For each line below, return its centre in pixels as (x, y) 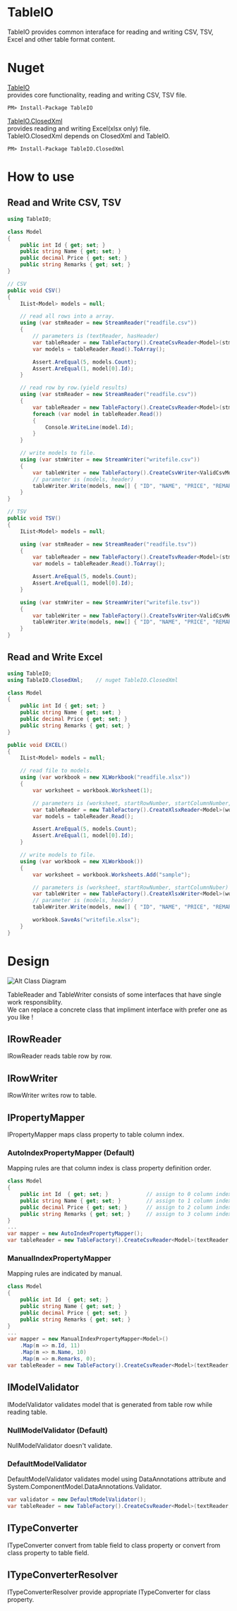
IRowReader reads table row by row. (60, 1056)
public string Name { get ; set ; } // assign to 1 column (116, 1201)
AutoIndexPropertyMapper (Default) (71, 1153)
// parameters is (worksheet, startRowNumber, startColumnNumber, (132, 803)
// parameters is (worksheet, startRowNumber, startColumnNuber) (131, 887)
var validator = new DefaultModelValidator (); (77, 1500)
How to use (41, 177)
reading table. (28, 1412)
